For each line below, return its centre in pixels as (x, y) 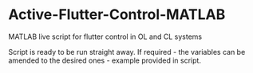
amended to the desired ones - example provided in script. (105, 60)
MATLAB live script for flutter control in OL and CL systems (105, 36)
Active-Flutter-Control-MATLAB (117, 15)
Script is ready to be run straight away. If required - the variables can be (127, 52)
